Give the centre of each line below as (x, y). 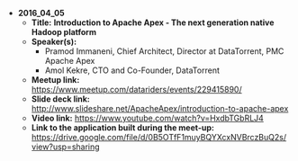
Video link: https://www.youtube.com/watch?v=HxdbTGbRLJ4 (147, 118)
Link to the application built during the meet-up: (122, 128)
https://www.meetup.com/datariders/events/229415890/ (136, 89)
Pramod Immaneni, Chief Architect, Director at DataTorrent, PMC (164, 51)
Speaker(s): (54, 41)
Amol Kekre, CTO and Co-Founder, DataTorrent (132, 70)
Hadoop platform (64, 32)
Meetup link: (55, 80)
